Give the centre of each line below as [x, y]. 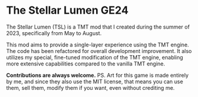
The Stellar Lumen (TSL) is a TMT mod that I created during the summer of [98, 27]
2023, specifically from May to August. [54, 33]
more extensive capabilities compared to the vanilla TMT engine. [86, 64]
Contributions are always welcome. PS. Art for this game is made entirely [98, 75]
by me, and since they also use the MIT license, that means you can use [95, 82]
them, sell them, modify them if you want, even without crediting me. [90, 87]
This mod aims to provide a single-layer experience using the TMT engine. [98, 45]
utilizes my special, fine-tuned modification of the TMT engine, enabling [95, 57]
